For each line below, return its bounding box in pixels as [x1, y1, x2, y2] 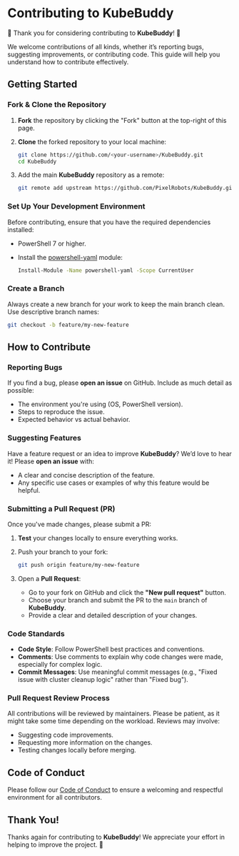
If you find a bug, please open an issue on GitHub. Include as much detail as [7, 378, 233, 387]
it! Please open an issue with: [7, 457, 95, 465]
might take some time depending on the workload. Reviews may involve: [7, 717, 220, 725]
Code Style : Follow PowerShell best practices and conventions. [17, 645, 205, 654]
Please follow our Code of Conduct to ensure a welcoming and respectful [7, 785, 223, 794]
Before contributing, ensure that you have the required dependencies [7, 218, 211, 226]
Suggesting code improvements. [17, 730, 114, 740]
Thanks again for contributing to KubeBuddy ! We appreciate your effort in [7, 832, 225, 841]
